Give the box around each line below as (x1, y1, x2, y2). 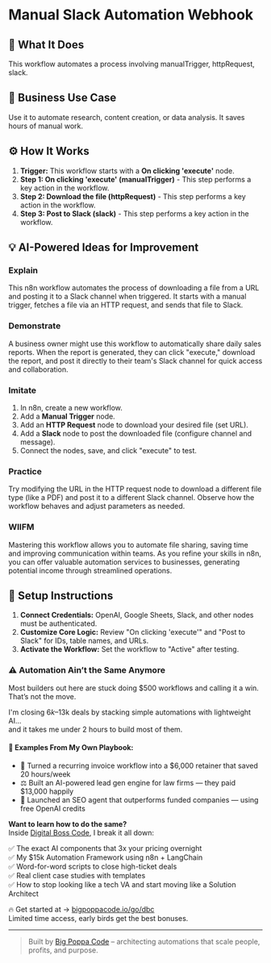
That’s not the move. (8, 691, 77, 701)
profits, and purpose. (27, 945, 98, 955)
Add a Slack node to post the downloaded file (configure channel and (19, 428, 252, 438)
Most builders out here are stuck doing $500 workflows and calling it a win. (8, 683, 260, 693)
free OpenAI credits (19, 803, 86, 813)
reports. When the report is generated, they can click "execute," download (8, 347, 256, 356)
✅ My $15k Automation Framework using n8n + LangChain (8, 853, 203, 862)
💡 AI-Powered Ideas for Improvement (8, 240, 199, 255)
